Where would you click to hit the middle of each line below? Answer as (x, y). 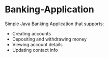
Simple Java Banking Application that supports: (54, 24)
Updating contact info (35, 50)
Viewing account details (37, 44)
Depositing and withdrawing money (49, 39)
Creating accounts (32, 33)
